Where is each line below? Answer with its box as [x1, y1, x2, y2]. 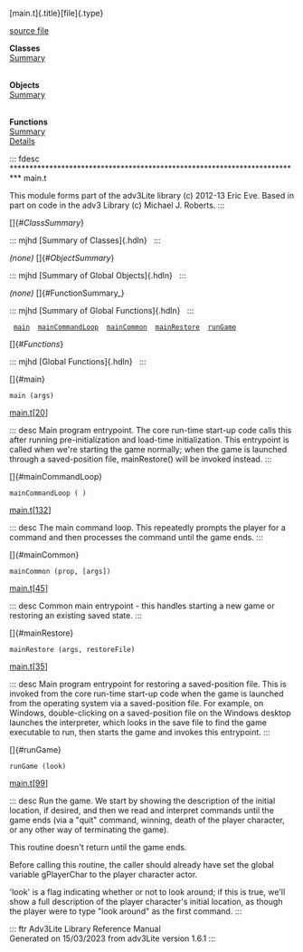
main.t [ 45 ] [9, 583, 48, 593]
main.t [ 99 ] [9, 778, 48, 788]
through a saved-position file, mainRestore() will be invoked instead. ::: [9, 453, 272, 464]
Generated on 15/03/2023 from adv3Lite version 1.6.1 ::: [9, 933, 216, 944]
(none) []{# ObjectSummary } [9, 253, 115, 263]
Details [9, 136, 35, 146]
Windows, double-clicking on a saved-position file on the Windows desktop [9, 707, 291, 718]
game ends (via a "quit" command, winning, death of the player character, [9, 815, 285, 825]
